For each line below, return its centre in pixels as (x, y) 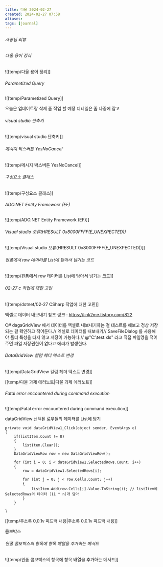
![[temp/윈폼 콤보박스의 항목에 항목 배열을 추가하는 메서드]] (62, 560)
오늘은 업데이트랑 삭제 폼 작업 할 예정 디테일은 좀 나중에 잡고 (62, 109)
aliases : (14, 19)
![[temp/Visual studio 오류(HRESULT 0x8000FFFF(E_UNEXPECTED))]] (75, 248)
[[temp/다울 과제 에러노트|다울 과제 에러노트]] (49, 382)
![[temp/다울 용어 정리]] (28, 72)
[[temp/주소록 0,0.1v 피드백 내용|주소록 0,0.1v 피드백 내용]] (61, 521)
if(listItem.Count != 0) (39, 437)
